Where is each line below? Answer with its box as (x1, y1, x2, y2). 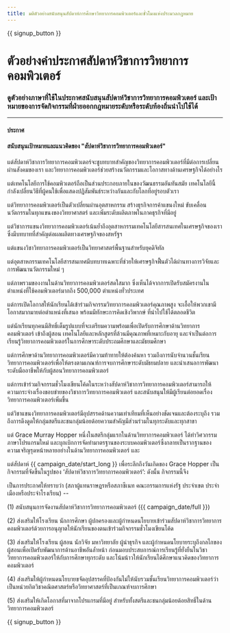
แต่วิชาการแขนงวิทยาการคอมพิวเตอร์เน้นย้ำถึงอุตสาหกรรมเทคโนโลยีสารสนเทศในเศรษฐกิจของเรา (7, 222, 222, 230)
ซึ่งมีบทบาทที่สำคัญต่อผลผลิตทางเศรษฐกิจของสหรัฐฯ (7, 229, 123, 238)
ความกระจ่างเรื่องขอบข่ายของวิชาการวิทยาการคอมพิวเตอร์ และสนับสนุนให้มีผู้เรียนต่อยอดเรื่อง (7, 387, 213, 395)
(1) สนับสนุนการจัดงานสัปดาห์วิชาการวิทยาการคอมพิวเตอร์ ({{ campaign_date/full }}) (7, 503, 210, 511)
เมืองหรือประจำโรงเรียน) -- (7, 489, 69, 497)
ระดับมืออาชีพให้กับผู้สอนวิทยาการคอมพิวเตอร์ (7, 366, 110, 374)
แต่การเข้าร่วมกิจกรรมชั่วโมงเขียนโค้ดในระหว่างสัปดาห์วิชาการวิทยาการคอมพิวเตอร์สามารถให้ (7, 380, 212, 388)
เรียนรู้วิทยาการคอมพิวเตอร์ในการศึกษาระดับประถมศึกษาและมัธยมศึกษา (7, 337, 166, 345)
